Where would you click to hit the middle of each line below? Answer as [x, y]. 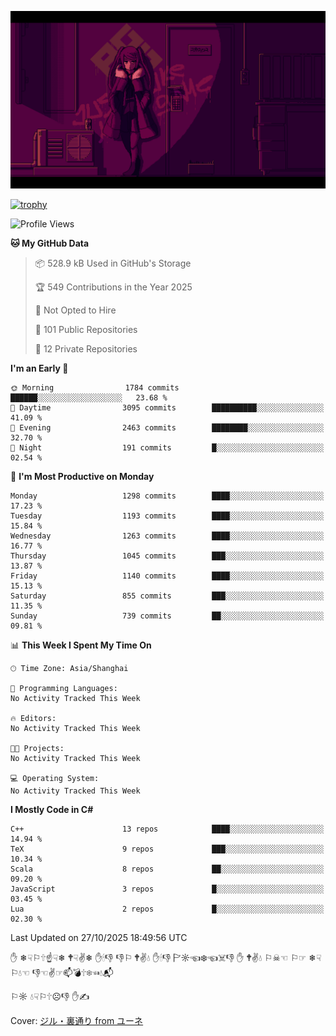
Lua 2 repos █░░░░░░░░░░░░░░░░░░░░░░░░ [167, 909]
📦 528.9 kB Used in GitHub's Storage [113, 263]
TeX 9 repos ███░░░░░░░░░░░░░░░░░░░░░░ [167, 849]
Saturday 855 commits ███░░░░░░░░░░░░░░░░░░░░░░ [167, 596]
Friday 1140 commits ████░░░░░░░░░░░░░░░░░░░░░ [167, 576]
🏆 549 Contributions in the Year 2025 [113, 287]
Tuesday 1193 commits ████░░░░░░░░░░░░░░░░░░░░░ [167, 516]
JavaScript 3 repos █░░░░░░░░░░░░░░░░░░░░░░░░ [167, 889]
